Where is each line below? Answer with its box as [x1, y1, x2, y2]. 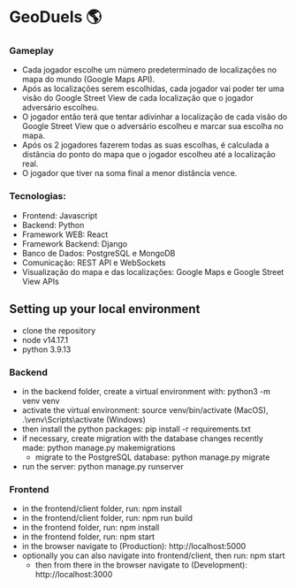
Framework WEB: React [21, 229, 109, 240]
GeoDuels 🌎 [9, 7, 102, 27]
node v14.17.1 [21, 334, 69, 345]
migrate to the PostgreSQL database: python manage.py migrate [34, 452, 270, 462]
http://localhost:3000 [34, 569, 113, 580]
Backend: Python [21, 219, 85, 230]
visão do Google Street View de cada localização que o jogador [21, 93, 254, 103]
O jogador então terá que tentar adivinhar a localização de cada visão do [21, 111, 288, 122]
